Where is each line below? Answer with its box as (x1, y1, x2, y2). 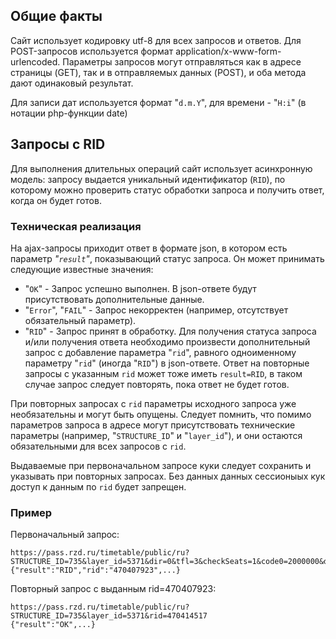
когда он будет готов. (10, 194, 102, 206)
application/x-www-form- (175, 45, 282, 57)
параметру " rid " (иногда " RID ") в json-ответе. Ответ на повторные (24, 357, 310, 369)
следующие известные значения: (10, 263, 154, 275)
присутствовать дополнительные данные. (24, 293, 205, 305)
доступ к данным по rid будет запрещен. (10, 480, 187, 493)
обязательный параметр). (24, 314, 137, 326)
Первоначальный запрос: (10, 529, 120, 541)
